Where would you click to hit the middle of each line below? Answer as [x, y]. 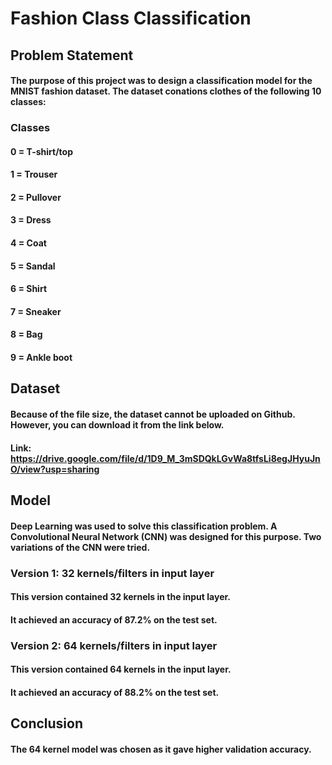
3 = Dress [31, 220]
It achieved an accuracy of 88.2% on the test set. [115, 692]
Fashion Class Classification [131, 18]
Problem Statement [72, 55]
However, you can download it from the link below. [117, 425]
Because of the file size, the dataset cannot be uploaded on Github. [153, 414]
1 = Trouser [34, 174]
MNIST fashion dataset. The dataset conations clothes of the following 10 [166, 91]
